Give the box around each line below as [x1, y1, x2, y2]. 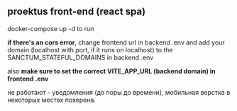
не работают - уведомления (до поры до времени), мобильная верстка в [7, 88, 231, 96]
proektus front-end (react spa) [7, 6, 146, 18]
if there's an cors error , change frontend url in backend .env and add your [7, 38, 225, 47]
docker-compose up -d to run [7, 24, 94, 33]
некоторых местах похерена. [7, 95, 96, 104]
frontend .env [7, 74, 49, 83]
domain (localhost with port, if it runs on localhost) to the [7, 45, 174, 54]
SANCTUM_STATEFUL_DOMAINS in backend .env [7, 53, 154, 62]
